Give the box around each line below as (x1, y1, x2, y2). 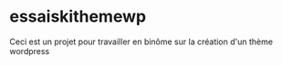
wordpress (9, 45, 50, 56)
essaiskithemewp (9, 6, 147, 27)
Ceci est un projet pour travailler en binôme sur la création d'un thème (9, 36, 274, 47)
